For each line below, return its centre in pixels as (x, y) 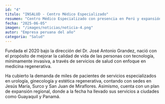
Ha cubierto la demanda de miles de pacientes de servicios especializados (81, 76)
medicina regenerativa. (28, 66)
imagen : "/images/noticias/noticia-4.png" (49, 28)
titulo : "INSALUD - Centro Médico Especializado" (57, 14)
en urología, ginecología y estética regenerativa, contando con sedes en (78, 81)
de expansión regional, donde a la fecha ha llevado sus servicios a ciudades (82, 91)
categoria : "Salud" (25, 37)
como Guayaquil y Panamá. (33, 96)
